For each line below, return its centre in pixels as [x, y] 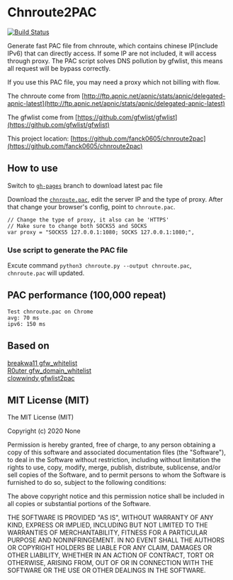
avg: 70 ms [23, 318]
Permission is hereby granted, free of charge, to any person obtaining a [112, 445]
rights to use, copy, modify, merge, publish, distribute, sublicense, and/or [114, 467]
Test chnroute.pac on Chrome [50, 312]
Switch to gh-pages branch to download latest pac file [85, 185]
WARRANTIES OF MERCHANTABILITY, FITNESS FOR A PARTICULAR [107, 532]
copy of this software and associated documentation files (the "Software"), [117, 452]
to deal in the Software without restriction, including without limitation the [114, 460]
